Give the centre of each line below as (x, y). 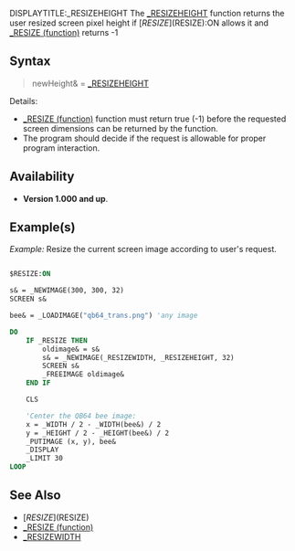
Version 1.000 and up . (65, 198)
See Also (35, 496)
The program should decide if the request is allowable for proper (144, 138)
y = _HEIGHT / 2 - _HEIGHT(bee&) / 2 (98, 433)
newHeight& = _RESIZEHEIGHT (90, 83)
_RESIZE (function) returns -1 (64, 32)
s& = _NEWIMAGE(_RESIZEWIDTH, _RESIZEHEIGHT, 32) (138, 357)
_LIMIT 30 (45, 459)
